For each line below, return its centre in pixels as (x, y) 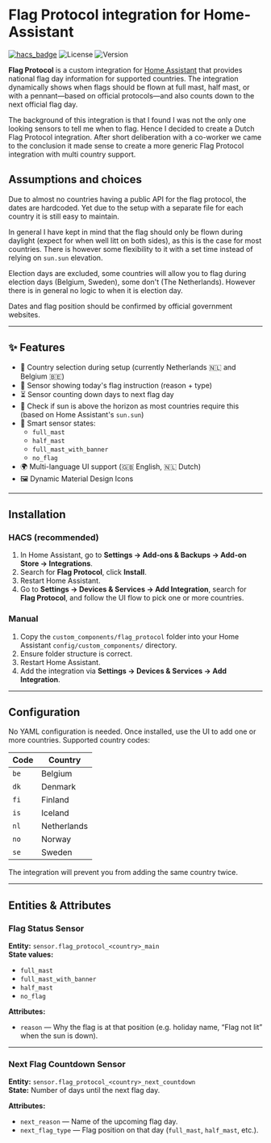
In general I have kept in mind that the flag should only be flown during (126, 232)
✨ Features (37, 348)
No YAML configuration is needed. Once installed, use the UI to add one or (132, 731)
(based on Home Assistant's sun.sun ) (82, 414)
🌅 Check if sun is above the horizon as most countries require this (129, 406)
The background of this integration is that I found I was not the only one (127, 119)
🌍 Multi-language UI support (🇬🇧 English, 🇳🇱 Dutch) (110, 467)
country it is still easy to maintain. (64, 216)
